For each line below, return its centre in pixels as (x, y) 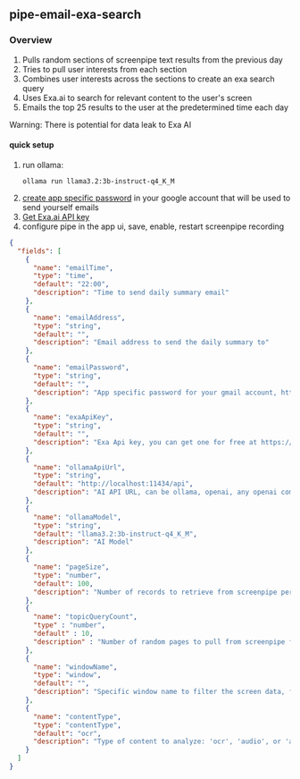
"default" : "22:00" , (71, 284)
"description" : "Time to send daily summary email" (131, 293)
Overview (31, 40)
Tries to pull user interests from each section (104, 69)
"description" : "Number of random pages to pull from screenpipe (159, 642)
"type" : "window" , (67, 675)
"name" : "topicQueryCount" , (85, 617)
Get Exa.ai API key (56, 216)
